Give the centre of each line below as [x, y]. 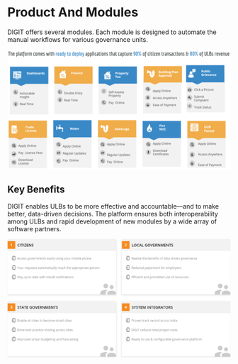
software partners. [34, 229]
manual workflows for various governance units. [78, 39]
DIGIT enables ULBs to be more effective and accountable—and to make [113, 206]
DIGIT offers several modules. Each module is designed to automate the [112, 32]
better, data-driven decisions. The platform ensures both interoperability [113, 214]
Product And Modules [73, 12]
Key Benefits [36, 190]
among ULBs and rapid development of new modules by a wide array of [112, 221]
